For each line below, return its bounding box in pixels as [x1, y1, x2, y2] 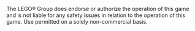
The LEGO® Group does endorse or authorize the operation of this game [6, 5, 189, 12]
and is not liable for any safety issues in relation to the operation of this [6, 12, 186, 19]
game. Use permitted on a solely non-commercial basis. [6, 18, 148, 25]
